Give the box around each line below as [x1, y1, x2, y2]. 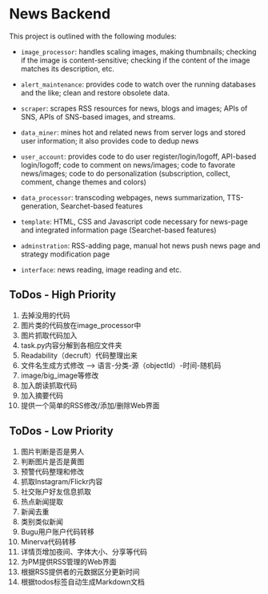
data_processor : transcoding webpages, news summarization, [20, 192, 226, 202]
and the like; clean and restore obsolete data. [20, 87, 170, 97]
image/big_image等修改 [20, 370, 99, 380]
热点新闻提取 [20, 496, 63, 506]
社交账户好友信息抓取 [20, 487, 91, 496]
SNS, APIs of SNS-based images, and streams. [20, 111, 176, 121]
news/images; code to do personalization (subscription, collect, [20, 168, 230, 178]
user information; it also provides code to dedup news [20, 135, 199, 145]
